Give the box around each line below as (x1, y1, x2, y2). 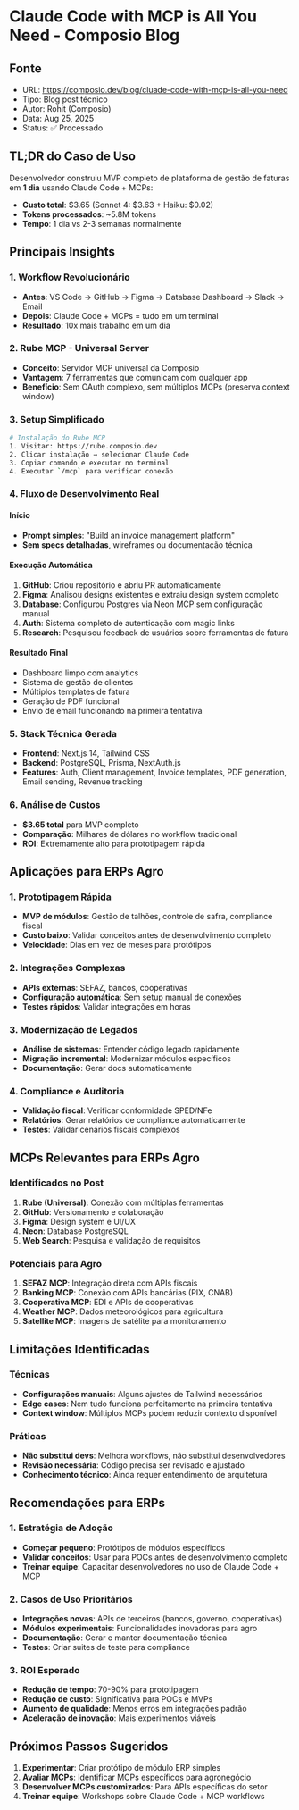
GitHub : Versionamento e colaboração (21, 1206, 164, 1217)
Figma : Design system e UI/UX (21, 1216, 137, 1227)
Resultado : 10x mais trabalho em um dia (21, 320, 171, 331)
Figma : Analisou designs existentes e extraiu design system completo (21, 589, 279, 599)
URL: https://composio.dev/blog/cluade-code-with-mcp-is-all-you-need (21, 85, 288, 95)
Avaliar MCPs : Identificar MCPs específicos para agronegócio (21, 1772, 252, 1783)
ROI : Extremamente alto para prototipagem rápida (21, 838, 205, 849)
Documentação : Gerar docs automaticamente (21, 1062, 193, 1073)
